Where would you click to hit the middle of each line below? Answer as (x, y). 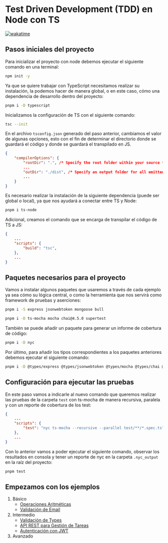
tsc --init (16, 124)
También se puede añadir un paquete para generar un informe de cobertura (83, 328)
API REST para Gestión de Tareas (54, 525)
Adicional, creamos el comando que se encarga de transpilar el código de (81, 220)
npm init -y (17, 76)
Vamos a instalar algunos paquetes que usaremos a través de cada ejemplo (83, 290)
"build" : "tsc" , (40, 248)
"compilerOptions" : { (36, 158)
